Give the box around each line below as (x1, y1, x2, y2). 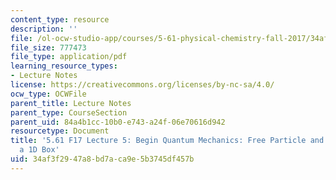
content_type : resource (10, 14, 110, 25)
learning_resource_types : (10, 61, 118, 71)
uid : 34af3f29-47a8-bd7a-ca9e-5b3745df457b (10, 154, 195, 164)
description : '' (10, 24, 78, 34)
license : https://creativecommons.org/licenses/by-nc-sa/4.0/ (10, 80, 275, 90)
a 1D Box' (19, 145, 60, 155)
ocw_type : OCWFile (10, 89, 87, 99)
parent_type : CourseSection (10, 107, 128, 118)
